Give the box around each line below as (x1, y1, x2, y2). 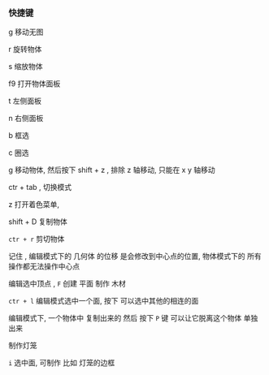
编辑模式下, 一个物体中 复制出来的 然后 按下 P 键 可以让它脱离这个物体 (8, 313, 242, 323)
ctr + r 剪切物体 (8, 234, 65, 244)
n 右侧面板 (8, 114, 44, 123)
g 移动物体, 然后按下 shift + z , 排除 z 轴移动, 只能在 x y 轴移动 (8, 165, 215, 175)
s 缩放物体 (8, 62, 43, 71)
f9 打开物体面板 (8, 79, 61, 88)
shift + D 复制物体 (8, 217, 67, 226)
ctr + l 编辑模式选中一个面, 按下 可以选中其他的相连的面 (8, 296, 199, 306)
